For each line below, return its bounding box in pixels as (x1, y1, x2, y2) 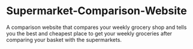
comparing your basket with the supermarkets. (6, 36, 122, 43)
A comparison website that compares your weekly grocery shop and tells (6, 24, 187, 31)
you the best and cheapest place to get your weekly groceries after (6, 30, 173, 37)
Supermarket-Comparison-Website (6, 4, 187, 18)
